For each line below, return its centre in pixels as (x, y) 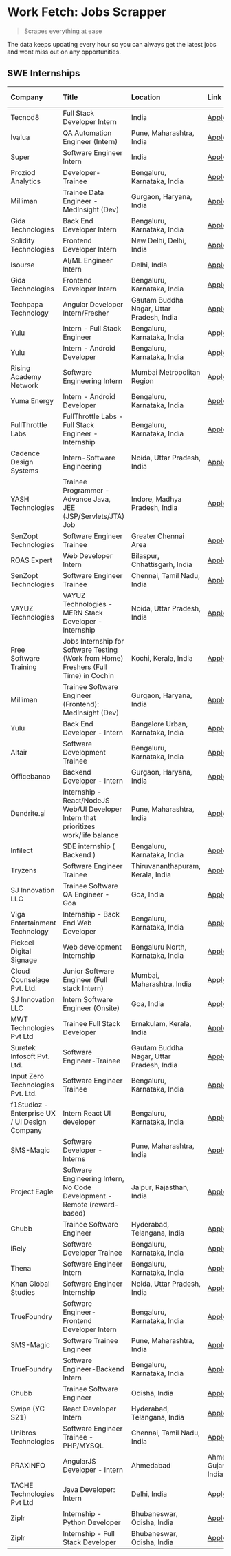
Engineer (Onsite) (91, 1008)
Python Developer (92, 1522)
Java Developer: (89, 1489)
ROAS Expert (32, 560)
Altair (19, 752)
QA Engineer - (86, 894)
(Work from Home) (93, 658)
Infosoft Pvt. (30, 1056)
